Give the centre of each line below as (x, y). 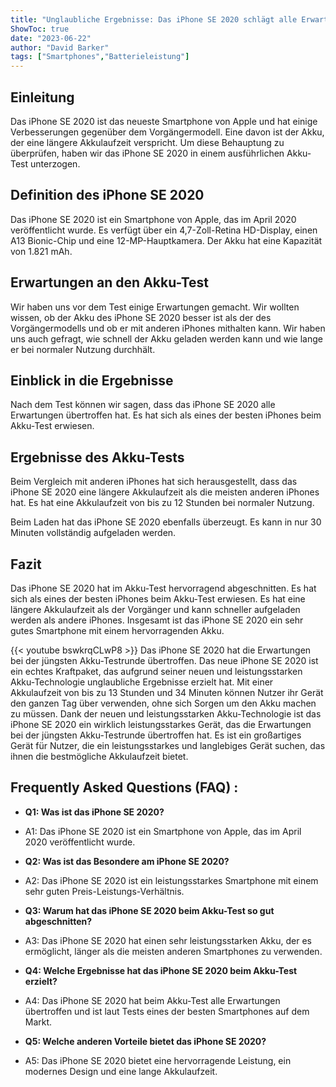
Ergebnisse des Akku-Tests (97, 457)
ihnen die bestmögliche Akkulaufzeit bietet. (99, 756)
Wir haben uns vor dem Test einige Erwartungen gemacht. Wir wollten (155, 307)
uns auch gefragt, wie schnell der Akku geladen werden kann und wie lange (166, 338)
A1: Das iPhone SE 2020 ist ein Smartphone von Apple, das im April (163, 831)
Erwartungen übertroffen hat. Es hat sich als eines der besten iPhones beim (166, 415)
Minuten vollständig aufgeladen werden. (93, 533)
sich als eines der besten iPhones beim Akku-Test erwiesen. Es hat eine (158, 599)
